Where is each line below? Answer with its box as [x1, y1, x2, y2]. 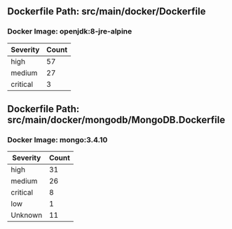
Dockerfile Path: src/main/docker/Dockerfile [7, 6, 206, 18]
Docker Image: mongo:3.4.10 [7, 135, 108, 144]
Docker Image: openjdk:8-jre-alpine [7, 27, 132, 36]
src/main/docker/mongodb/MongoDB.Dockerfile [7, 114, 226, 126]
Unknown [11, 210, 43, 220]
